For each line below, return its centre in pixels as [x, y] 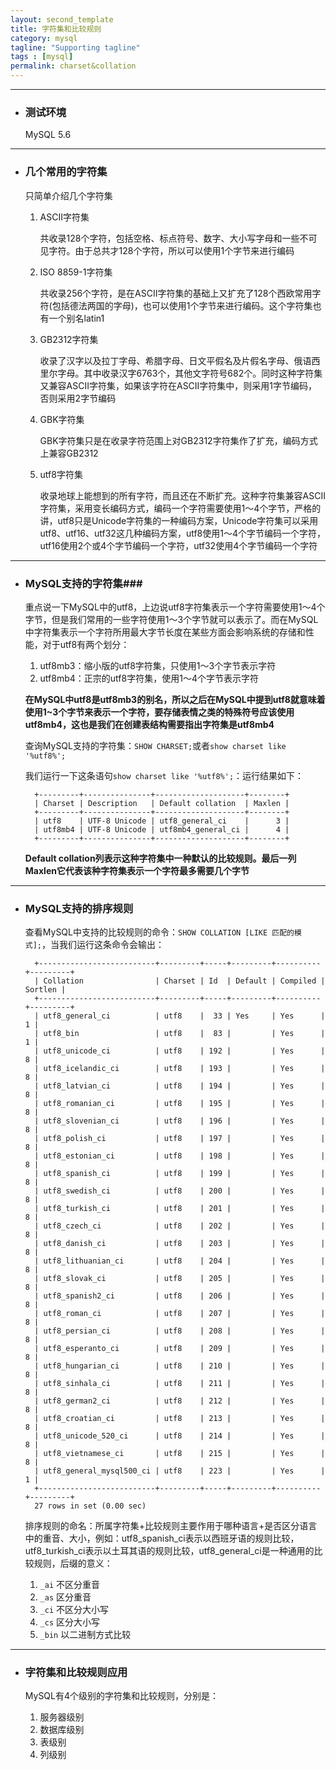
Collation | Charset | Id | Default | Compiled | [184, 981]
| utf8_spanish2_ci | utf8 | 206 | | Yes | [180, 1296]
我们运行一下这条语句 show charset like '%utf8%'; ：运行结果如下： [164, 775]
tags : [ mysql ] [42, 57]
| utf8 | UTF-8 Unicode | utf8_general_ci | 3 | [162, 821]
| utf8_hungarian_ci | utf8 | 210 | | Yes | [180, 1366]
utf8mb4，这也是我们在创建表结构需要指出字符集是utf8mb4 [149, 724]
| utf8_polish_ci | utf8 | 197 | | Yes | [180, 1139]
